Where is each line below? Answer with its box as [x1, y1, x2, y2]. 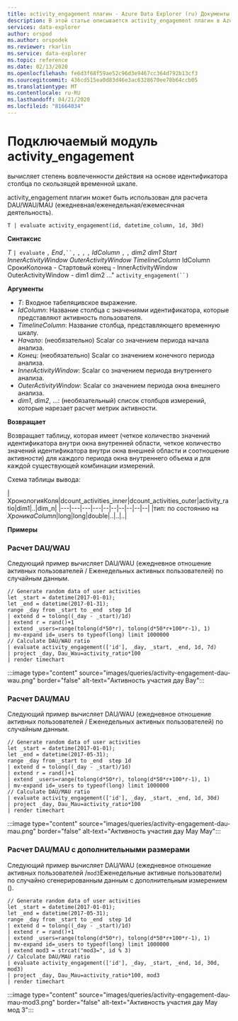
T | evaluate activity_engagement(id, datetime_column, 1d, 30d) [7, 221, 204, 229]
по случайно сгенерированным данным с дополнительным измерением [7, 876, 228, 884]
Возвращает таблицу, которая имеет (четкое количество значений [7, 431, 210, 440]
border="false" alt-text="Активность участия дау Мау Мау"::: [38, 827, 221, 836]
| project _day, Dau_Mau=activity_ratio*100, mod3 [7, 971, 160, 979]
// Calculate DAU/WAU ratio [7, 638, 91, 645]
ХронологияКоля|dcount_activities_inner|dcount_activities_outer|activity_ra [7, 496, 229, 504]
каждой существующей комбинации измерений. [7, 461, 155, 470]
